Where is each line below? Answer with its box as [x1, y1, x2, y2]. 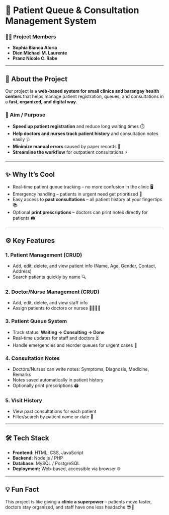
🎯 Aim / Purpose [5, 111, 46, 118]
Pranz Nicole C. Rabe [12, 55, 58, 61]
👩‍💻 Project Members [5, 33, 56, 40]
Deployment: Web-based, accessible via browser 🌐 [12, 466, 121, 472]
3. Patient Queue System [5, 317, 67, 325]
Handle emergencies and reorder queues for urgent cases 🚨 [12, 342, 137, 348]
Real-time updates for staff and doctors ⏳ [12, 335, 99, 341]
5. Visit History [5, 397, 43, 404]
